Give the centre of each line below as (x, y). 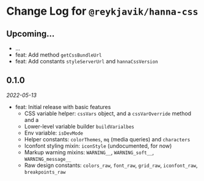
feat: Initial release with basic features (63, 107)
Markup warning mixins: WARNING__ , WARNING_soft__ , (89, 152)
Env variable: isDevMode (54, 133)
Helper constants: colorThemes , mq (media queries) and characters (107, 139)
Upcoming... (31, 34)
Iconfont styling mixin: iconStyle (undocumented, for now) (98, 146)
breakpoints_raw (45, 172)
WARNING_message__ (48, 159)
